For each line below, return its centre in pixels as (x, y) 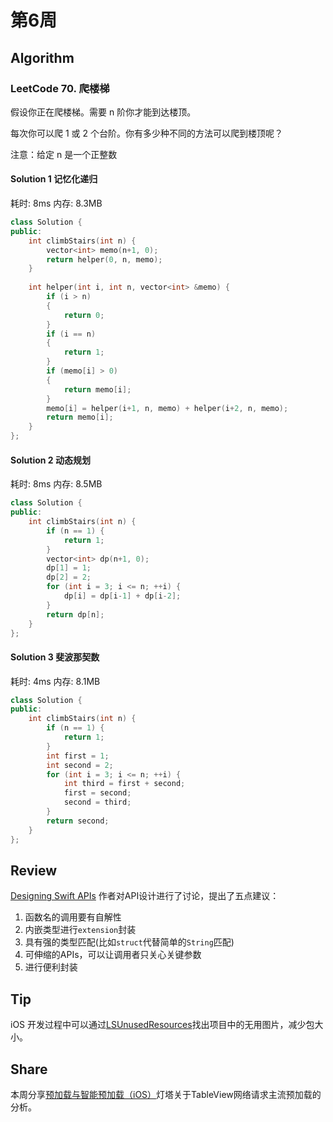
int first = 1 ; (78, 756)
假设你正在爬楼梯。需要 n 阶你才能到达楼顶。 (103, 112)
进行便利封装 (51, 967)
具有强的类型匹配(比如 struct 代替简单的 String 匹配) (129, 942)
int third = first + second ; (124, 784)
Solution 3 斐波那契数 (55, 657)
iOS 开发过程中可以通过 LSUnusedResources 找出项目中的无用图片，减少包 (162, 1025)
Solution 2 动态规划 (50, 460)
